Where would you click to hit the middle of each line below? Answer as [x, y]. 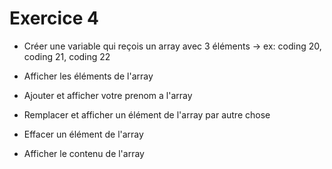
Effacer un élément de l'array [83, 134]
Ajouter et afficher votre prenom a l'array [108, 95]
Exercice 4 [54, 18]
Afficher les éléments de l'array [88, 76]
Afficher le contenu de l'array [84, 153]
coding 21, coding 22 [67, 56]
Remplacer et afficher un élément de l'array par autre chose [147, 114]
